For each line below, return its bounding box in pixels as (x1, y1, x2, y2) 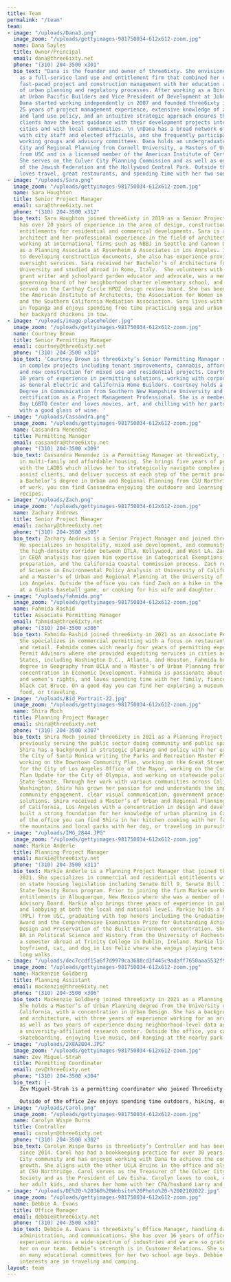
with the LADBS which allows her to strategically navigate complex (19, 465, 220, 472)
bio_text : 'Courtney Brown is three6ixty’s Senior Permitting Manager (13, 356, 220, 363)
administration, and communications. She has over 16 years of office (19, 1232, 226, 1239)
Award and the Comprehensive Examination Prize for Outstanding (19, 919, 208, 926)
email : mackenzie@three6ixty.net (13, 982, 109, 990)
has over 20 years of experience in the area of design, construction (19, 221, 226, 228)
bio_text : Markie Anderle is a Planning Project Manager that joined (13, 868, 217, 875)
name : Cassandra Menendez (13, 426, 88, 433)
